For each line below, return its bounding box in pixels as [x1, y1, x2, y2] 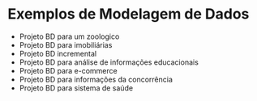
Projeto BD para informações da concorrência [19, 74, 173, 84]
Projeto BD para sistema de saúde [19, 82, 134, 93]
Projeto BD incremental [19, 48, 97, 58]
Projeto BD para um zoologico [19, 32, 120, 41]
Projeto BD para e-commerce [19, 65, 118, 75]
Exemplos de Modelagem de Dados [7, 5, 250, 23]
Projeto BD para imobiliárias [19, 40, 113, 49]
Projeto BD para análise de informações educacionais [19, 57, 199, 67]
